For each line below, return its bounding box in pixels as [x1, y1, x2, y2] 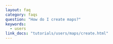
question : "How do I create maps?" [5, 17, 81, 22]
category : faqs [5, 12, 38, 17]
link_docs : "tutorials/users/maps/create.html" [5, 31, 109, 36]
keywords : [5, 21, 27, 27]
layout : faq [5, 7, 31, 13]
